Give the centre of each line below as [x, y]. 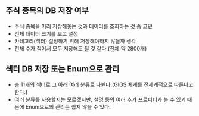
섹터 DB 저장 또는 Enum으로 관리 [63, 69]
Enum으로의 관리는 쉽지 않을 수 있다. [68, 106]
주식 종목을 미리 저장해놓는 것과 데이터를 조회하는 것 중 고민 [83, 26]
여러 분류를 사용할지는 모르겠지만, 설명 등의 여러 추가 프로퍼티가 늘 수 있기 [100, 99]
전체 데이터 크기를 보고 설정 [46, 33]
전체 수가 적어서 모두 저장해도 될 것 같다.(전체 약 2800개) [80, 48]
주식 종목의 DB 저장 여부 [47, 11]
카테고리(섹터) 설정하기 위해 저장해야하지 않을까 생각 [75, 41]
